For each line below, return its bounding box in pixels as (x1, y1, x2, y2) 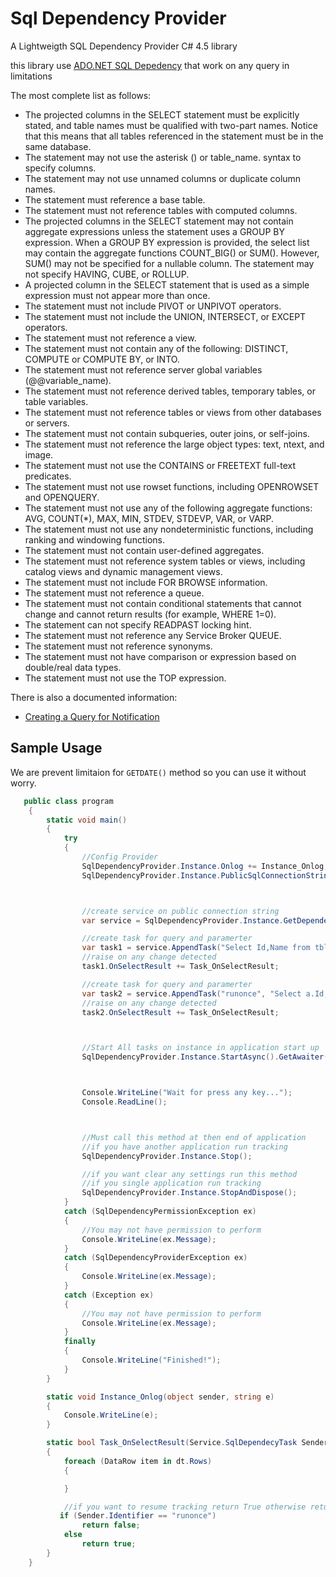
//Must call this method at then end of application (81, 1132, 307, 1142)
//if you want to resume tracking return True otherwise (63, 1502, 307, 1512)
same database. (24, 140, 92, 152)
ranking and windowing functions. (24, 533, 165, 546)
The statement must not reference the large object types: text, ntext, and (24, 438, 325, 450)
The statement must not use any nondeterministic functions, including (24, 523, 314, 535)
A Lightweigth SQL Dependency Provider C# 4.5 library (10, 40, 238, 52)
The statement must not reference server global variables (24, 363, 263, 376)
